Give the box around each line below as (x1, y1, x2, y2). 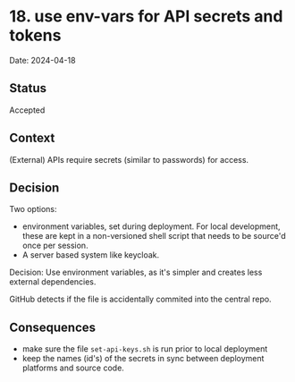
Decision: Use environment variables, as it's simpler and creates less (9, 267, 263, 278)
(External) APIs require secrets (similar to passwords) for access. (9, 154, 249, 165)
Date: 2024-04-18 (9, 55, 76, 65)
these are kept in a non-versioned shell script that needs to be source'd (21, 231, 286, 242)
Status (9, 81, 47, 96)
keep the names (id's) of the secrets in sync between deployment (21, 353, 265, 364)
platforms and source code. (21, 362, 125, 373)
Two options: (9, 204, 57, 215)
